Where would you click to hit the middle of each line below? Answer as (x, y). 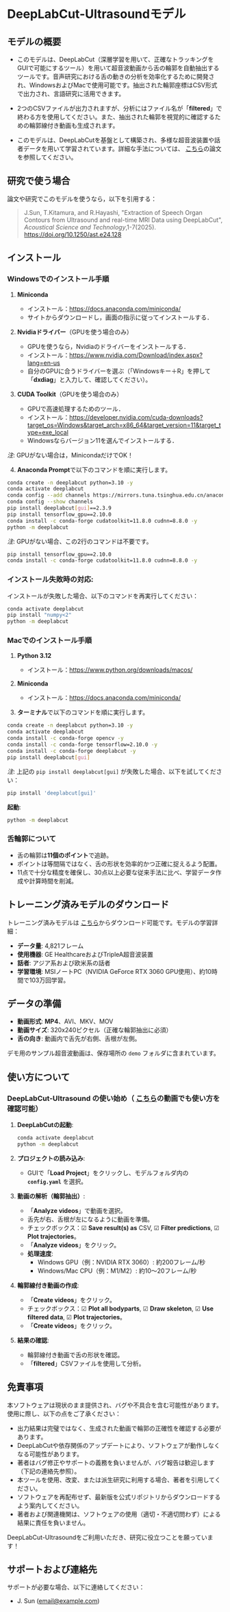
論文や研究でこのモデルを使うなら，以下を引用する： (82, 198)
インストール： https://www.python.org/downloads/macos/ (110, 670)
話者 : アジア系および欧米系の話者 (64, 963)
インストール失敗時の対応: (50, 580)
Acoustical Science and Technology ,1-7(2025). (90, 227)
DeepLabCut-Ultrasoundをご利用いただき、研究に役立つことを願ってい (107, 1537)
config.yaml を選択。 (57, 1181)
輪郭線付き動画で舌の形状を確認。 (75, 1354)
